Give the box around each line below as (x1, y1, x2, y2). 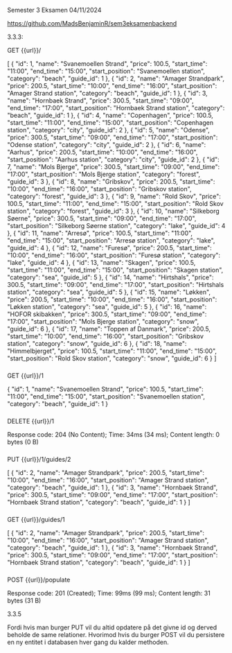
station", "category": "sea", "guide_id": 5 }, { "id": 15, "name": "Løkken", (7, 288, 211, 296)
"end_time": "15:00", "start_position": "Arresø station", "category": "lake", (7, 236, 215, 245)
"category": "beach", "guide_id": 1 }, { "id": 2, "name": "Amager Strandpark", (7, 74, 225, 82)
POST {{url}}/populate (7, 575, 71, 584)
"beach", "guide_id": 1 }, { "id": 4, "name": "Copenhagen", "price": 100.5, (7, 111, 213, 119)
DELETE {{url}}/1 (7, 417, 55, 425)
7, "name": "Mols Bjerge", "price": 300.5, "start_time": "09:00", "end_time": (7, 163, 220, 171)
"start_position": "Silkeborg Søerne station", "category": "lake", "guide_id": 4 (7, 222, 226, 229)
